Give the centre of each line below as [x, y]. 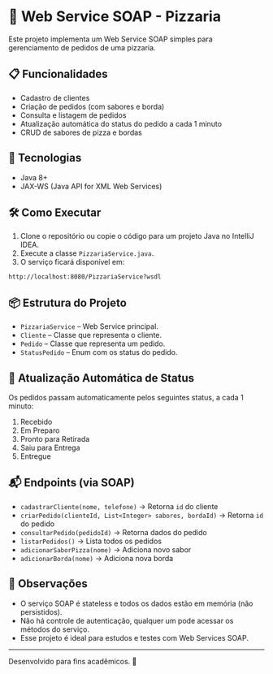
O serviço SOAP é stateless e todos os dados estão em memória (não [136, 603]
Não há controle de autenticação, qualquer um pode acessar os [127, 620]
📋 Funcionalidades [58, 74]
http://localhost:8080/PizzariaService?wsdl [85, 277]
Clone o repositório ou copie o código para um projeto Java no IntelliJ [137, 236]
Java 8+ [34, 177]
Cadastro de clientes [55, 97]
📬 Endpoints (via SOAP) [72, 483]
